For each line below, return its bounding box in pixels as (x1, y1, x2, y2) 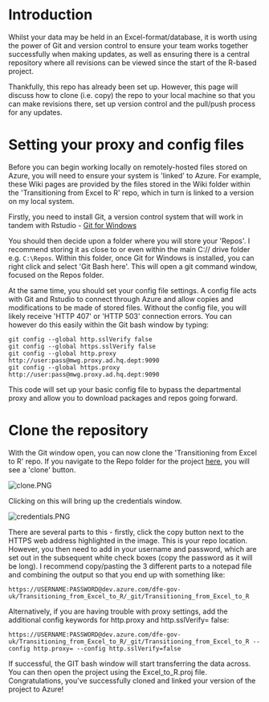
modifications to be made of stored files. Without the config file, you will (8, 303, 247, 312)
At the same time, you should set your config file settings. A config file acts (8, 285, 257, 295)
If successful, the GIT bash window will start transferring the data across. (8, 659, 251, 668)
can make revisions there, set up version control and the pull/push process (8, 99, 255, 108)
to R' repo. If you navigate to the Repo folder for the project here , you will (8, 456, 251, 466)
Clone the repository (8, 422, 149, 439)
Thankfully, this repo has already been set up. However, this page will (8, 82, 238, 92)
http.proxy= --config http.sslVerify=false (33, 644, 181, 652)
